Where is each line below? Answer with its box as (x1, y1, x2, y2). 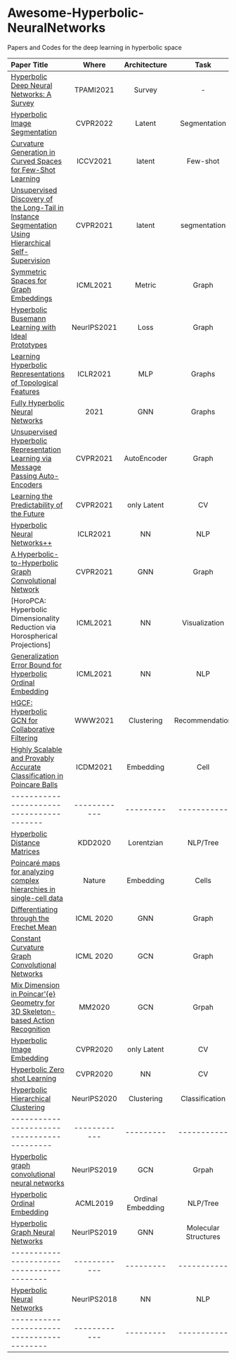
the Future (11, 509, 45, 519)
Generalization (11, 651, 59, 661)
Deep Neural (11, 80, 53, 90)
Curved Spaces (11, 156, 62, 166)
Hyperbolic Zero (11, 1065, 65, 1074)
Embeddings (11, 293, 53, 303)
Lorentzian (128, 837, 164, 847)
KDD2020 (77, 837, 111, 847)
